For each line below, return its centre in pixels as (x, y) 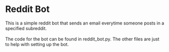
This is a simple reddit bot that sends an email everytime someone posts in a (85, 23)
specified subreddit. (26, 28)
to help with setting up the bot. (37, 44)
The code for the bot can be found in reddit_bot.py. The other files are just (82, 39)
